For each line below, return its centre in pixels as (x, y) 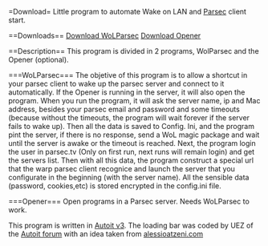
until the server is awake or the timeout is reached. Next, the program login (132, 143)
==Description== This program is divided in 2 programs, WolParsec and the (134, 51)
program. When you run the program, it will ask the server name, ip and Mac (134, 101)
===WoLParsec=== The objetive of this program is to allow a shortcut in (128, 75)
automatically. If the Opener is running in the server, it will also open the (127, 92)
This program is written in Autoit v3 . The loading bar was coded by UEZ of (131, 225)
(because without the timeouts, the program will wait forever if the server (129, 118)
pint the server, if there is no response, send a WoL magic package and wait (134, 135)
